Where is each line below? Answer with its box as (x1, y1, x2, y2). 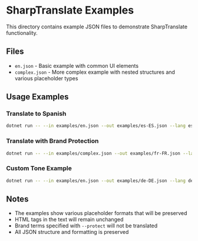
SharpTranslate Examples (6, 4, 134, 17)
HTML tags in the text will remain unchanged (14, 216, 124, 223)
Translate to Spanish (6, 110, 67, 118)
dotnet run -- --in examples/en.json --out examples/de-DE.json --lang (6, 178, 186, 184)
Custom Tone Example (6, 164, 72, 172)
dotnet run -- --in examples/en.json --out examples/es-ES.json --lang (6, 123, 186, 129)
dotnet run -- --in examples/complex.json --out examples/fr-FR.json (6, 150, 181, 157)
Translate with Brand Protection (6, 137, 99, 145)
